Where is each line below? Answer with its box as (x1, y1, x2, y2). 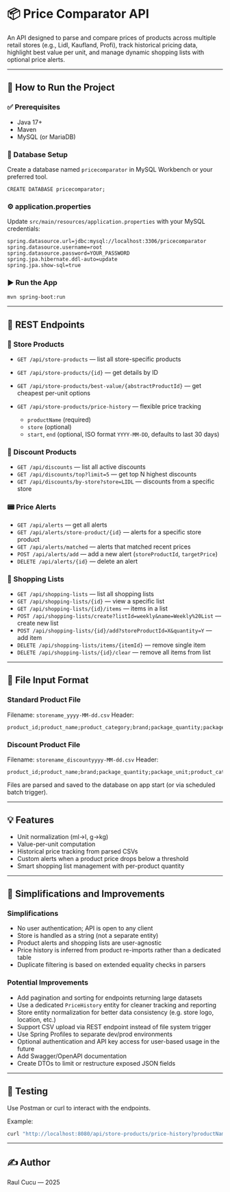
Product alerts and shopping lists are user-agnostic (16, 939, 162, 947)
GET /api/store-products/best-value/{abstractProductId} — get (16, 382, 202, 390)
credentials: (7, 225, 40, 233)
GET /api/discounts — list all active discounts (16, 463, 146, 471)
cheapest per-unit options (16, 389, 91, 398)
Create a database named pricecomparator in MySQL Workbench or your (7, 165, 213, 173)
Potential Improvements (7, 978, 89, 987)
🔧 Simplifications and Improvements (7, 888, 166, 900)
